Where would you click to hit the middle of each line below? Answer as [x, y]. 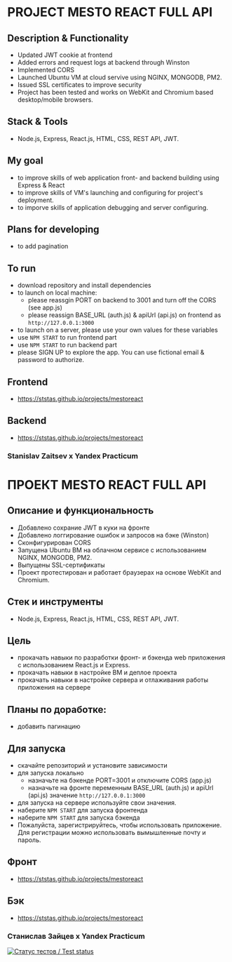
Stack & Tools [37, 122]
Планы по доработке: [57, 709]
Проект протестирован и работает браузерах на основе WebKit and [120, 572]
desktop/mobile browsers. [55, 100]
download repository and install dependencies [84, 286]
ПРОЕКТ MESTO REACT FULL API [107, 485]
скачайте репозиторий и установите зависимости [92, 766]
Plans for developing [53, 230]
